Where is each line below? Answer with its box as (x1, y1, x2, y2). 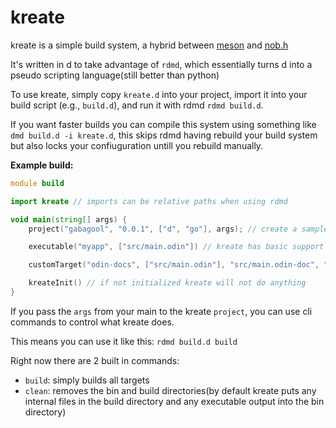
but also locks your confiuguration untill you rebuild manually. (10, 139, 264, 151)
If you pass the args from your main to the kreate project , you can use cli (10, 305, 313, 317)
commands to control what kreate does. (10, 316, 175, 328)
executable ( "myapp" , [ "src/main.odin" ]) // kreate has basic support (28, 242, 325, 252)
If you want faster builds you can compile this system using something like (10, 118, 317, 130)
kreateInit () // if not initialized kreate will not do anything (28, 278, 307, 288)
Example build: (10, 159, 74, 171)
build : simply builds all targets (24, 374, 150, 386)
